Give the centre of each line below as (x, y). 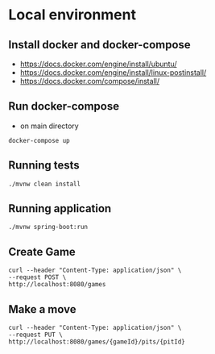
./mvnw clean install (45, 184)
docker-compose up (39, 140)
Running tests (44, 166)
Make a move (42, 309)
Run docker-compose (64, 106)
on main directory (49, 126)
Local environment (72, 15)
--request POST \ (37, 277)
